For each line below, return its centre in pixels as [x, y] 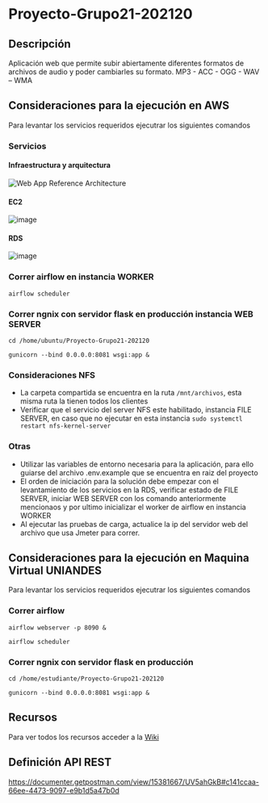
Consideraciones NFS [52, 374]
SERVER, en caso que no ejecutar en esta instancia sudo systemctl [132, 418]
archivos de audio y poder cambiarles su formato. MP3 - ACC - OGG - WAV [134, 72]
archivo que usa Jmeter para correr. [80, 533]
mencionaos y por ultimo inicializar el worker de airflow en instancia [133, 507]
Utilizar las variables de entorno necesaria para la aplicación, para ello [137, 464]
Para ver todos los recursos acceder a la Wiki [84, 737]
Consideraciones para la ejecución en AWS [119, 106]
